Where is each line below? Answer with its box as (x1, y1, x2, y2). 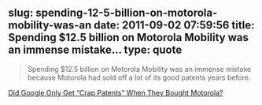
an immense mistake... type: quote (8, 43, 183, 57)
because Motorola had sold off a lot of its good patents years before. (27, 73, 251, 82)
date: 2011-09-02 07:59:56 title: (93, 19, 255, 32)
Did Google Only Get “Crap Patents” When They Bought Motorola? (8, 88, 223, 97)
